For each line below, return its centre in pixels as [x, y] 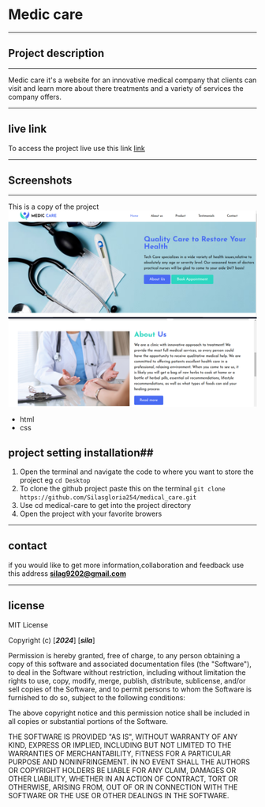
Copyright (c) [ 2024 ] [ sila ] [52, 640]
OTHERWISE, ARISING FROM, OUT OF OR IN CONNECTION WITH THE [123, 787]
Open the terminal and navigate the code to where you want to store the [136, 472]
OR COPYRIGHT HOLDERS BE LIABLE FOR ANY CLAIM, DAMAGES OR [122, 770]
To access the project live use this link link [77, 148]
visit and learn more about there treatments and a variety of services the [126, 88]
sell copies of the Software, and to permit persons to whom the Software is [130, 689]
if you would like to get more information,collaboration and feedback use [126, 565]
